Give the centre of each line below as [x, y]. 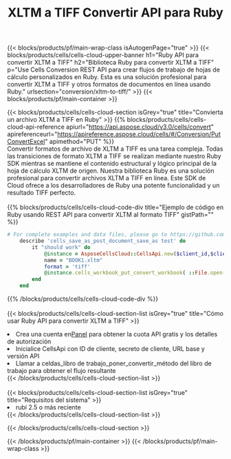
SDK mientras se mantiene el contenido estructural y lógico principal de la [112, 164]
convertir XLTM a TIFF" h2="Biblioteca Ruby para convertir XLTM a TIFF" [111, 63]
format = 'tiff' [67, 266]
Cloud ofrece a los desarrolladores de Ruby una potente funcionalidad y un [113, 185]
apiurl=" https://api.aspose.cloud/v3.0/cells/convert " [140, 127]
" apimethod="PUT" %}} [79, 142]
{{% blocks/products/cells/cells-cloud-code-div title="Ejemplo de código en [115, 207]
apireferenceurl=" [32, 134]
